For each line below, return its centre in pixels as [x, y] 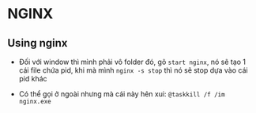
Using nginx [38, 43]
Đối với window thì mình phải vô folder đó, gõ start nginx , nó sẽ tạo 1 [132, 62]
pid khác [33, 79]
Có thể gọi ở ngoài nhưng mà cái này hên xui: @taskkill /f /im [122, 94]
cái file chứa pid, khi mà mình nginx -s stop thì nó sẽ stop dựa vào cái [133, 70]
